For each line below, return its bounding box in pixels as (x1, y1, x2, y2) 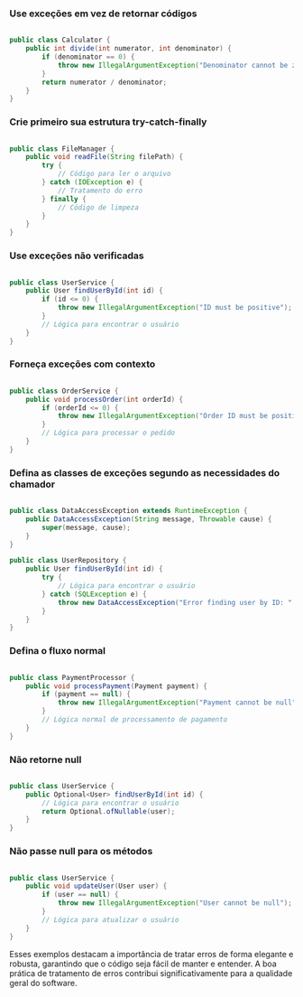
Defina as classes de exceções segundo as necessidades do (9, 466, 280, 479)
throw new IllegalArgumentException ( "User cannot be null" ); (57, 899, 293, 908)
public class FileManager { (9, 144, 115, 154)
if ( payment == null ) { (41, 690, 131, 699)
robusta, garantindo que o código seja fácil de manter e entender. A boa (9, 958, 277, 969)
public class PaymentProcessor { (9, 673, 135, 682)
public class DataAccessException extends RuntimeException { (9, 507, 248, 516)
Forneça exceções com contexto (9, 358, 156, 370)
